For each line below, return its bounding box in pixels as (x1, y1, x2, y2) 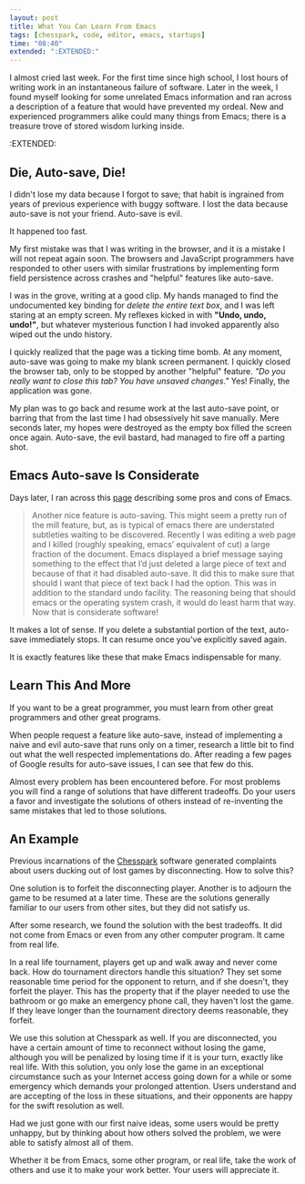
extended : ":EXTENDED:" (9, 47, 100, 56)
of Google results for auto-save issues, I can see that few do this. (9, 758, 255, 770)
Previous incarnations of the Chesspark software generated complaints (9, 855, 278, 866)
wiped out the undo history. (9, 329, 113, 340)
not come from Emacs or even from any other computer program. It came (9, 930, 285, 941)
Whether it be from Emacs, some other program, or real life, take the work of (9, 1155, 297, 1166)
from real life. (9, 939, 60, 950)
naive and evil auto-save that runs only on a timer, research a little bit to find (9, 739, 294, 750)
